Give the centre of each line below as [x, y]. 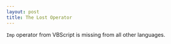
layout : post [23, 12]
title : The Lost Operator [39, 17]
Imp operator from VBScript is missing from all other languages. [86, 34]
